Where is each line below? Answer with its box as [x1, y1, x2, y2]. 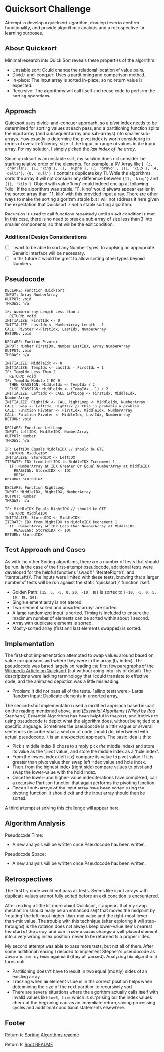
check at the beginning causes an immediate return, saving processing [12, 1000, 156, 1005]
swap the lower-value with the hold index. [12, 769, 97, 775]
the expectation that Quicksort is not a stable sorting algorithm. [5, 201, 133, 207]
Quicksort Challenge [5, 3, 91, 15]
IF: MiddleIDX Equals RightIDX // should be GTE [5, 506, 106, 511]
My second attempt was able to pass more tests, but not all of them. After [5, 943, 154, 949]
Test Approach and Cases [5, 546, 86, 554]
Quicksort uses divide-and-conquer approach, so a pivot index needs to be [5, 120, 157, 126]
